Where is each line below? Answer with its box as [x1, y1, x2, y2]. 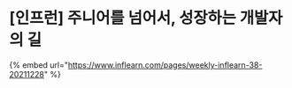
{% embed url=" [9, 59, 69, 70]
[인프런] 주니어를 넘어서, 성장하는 [9, 8, 237, 28]
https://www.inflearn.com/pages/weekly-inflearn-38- [67, 59, 263, 70]
